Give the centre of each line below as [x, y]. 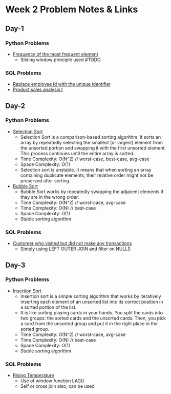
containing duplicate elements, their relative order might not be [87, 175]
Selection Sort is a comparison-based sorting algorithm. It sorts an [91, 137]
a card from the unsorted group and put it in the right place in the [89, 323]
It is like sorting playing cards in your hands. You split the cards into [91, 312]
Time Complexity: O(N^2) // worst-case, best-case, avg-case [85, 159]
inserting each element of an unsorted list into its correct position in [92, 302]
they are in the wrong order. [50, 197]
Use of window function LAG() [52, 381]
